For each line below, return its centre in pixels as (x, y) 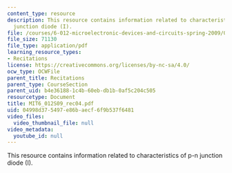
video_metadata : (30, 129)
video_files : (26, 116)
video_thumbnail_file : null (54, 123)
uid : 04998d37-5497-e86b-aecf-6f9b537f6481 (71, 110)
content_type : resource (41, 13)
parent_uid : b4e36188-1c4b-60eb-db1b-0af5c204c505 (81, 91)
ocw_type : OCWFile (33, 71)
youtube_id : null (38, 136)
